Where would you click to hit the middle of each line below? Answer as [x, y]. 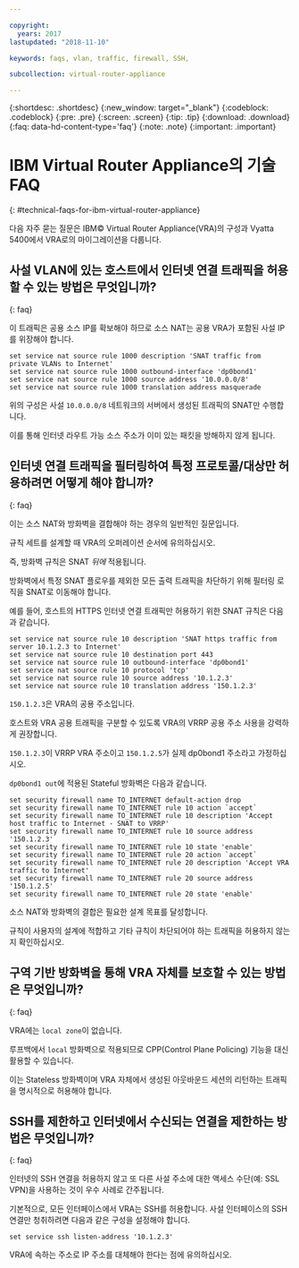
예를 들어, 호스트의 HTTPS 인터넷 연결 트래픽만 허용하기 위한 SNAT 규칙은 [138, 610]
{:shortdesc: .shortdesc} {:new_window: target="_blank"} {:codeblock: [139, 107]
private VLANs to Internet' [62, 363]
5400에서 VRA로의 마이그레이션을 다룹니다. [86, 240]
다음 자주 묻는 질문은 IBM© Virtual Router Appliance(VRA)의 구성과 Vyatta [142, 228]
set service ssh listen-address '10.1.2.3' [91, 1237]
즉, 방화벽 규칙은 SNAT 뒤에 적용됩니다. [78, 561]
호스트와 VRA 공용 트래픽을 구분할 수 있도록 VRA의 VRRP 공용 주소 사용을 [137, 722]
